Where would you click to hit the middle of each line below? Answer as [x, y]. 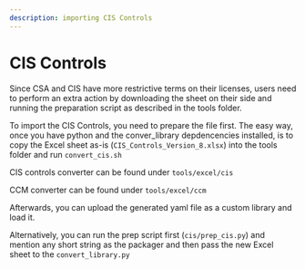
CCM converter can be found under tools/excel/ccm [108, 190]
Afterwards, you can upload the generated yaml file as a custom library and [151, 207]
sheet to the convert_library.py [70, 254]
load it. [22, 217]
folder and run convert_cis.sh [66, 154]
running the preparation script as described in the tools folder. [126, 108]
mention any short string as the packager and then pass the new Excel [142, 244]
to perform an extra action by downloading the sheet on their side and [141, 98]
